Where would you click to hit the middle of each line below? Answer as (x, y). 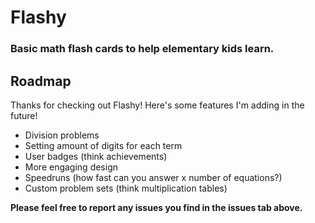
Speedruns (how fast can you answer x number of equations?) (153, 177)
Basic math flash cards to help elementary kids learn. (142, 49)
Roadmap (41, 81)
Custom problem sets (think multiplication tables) (126, 188)
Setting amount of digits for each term (103, 145)
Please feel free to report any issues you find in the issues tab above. (156, 207)
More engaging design (71, 167)
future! (24, 115)
